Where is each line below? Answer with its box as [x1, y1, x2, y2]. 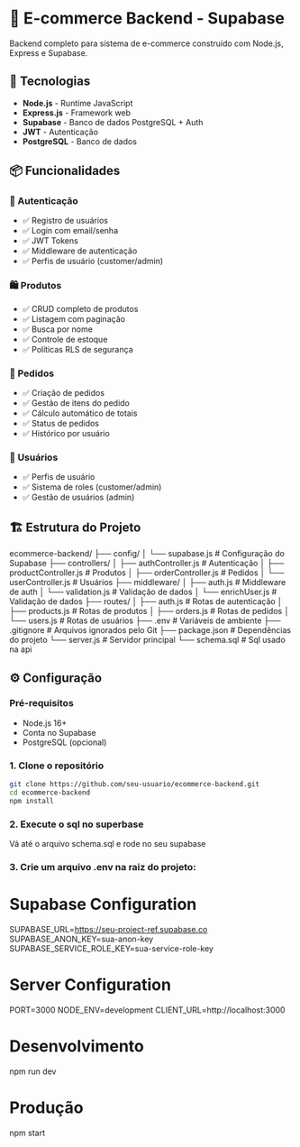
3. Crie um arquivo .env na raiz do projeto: [9, 860, 196, 873]
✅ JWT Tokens [22, 235, 78, 246]
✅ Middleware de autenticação [22, 245, 138, 256]
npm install [9, 796, 54, 805]
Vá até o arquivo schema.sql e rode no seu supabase [9, 839, 206, 849]
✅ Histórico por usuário [22, 428, 110, 439]
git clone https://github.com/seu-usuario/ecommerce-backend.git [9, 780, 259, 789]
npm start [9, 1127, 46, 1138]
